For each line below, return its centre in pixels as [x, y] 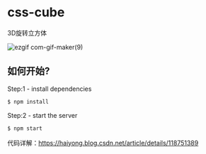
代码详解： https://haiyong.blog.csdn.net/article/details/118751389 [103, 143]
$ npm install [28, 101]
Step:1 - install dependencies [50, 89]
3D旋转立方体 [27, 33]
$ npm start [25, 128]
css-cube [36, 12]
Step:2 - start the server [42, 115]
